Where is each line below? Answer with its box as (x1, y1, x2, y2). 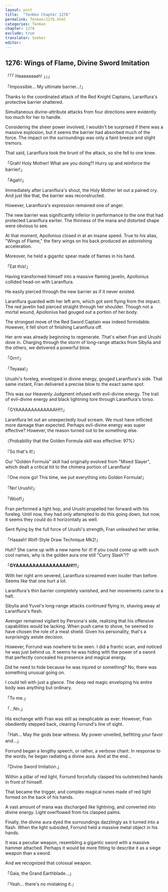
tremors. (5, 140, 23, 146)
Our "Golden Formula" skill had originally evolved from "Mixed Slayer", (5, 458, 150, 464)
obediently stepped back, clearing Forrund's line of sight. (5, 721, 124, 727)
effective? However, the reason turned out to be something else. (5, 427, 138, 433)
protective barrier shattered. (5, 99, 64, 105)
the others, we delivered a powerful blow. (5, 345, 91, 351)
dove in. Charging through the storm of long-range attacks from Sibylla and (5, 339, 161, 345)
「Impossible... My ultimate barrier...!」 (5, 84, 86, 90)
